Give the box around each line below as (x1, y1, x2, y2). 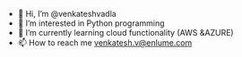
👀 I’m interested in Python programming (17, 18, 165, 28)
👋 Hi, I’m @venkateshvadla (17, 9, 117, 19)
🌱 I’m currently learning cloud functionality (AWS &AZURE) (17, 28, 235, 37)
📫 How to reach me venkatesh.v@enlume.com (17, 37, 193, 48)
